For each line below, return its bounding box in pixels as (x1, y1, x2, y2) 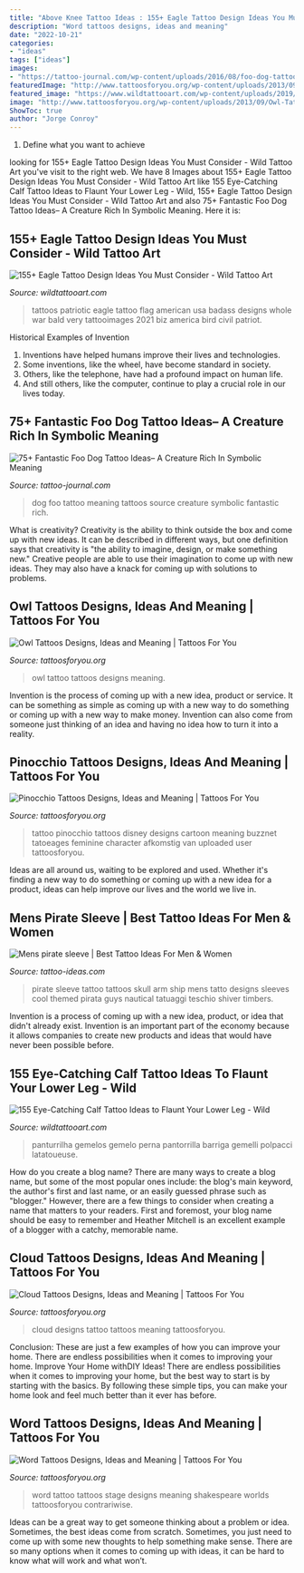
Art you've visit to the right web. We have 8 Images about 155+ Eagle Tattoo (9, 167, 292, 178)
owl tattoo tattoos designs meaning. (31, 672, 166, 683)
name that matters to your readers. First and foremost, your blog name (9, 1205, 272, 1216)
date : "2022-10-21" (9, 30, 83, 39)
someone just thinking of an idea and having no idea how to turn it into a (9, 718, 279, 730)
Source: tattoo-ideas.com (9, 966, 106, 977)
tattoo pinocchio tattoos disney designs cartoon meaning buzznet (31, 828, 278, 839)
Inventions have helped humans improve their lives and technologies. (22, 349, 280, 360)
